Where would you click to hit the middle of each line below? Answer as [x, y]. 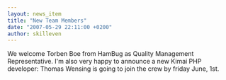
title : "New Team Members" [47, 21]
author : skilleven [34, 34]
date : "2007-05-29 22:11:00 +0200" [60, 27]
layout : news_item [34, 14]
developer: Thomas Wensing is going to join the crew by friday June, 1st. [113, 69]
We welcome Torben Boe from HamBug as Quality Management [101, 54]
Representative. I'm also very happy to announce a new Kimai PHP [104, 62]
